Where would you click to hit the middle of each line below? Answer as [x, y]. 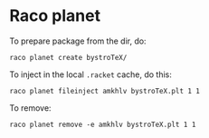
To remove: [30, 108]
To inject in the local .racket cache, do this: [90, 74]
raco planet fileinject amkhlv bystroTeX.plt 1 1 [105, 91]
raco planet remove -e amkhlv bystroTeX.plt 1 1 [103, 124]
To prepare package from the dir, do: [78, 41]
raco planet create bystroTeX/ [68, 57]
